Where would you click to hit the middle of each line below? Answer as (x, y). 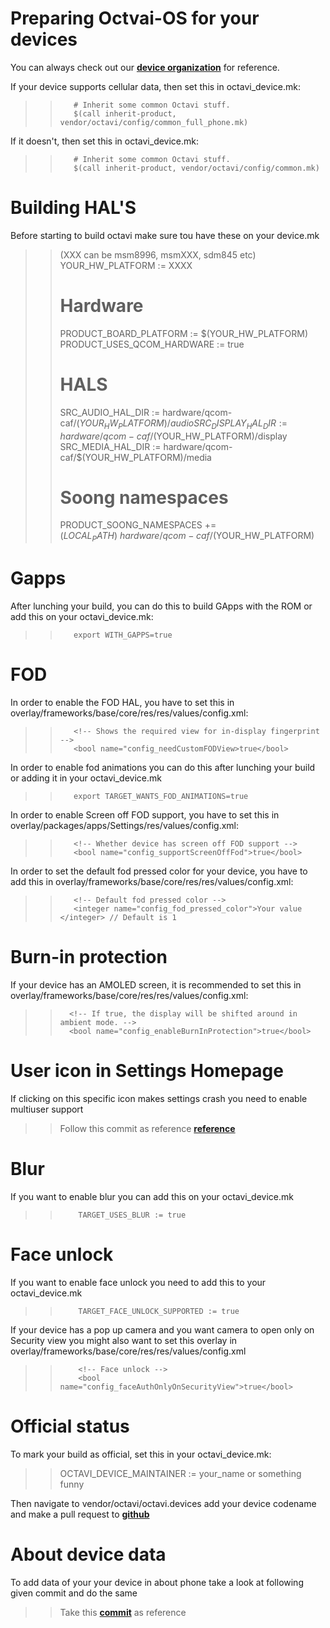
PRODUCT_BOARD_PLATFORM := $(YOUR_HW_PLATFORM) (183, 333)
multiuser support (47, 1109)
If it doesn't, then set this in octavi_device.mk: (105, 141)
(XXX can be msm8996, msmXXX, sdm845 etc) (158, 254)
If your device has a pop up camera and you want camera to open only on (162, 1329)
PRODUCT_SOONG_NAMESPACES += (138, 525)
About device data (88, 1554)
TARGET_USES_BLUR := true (132, 1215)
